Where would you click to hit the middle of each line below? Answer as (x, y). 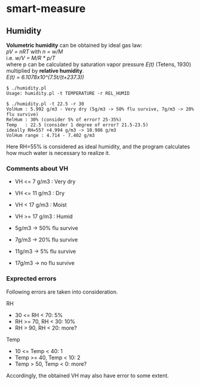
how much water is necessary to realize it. (58, 153)
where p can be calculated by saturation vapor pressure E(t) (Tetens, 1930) (99, 64)
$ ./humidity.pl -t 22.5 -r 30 (45, 104)
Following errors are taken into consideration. (62, 292)
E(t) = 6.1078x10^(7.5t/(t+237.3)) (45, 77)
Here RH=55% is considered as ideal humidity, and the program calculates (98, 147)
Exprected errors (31, 279)
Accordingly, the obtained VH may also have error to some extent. (88, 375)
